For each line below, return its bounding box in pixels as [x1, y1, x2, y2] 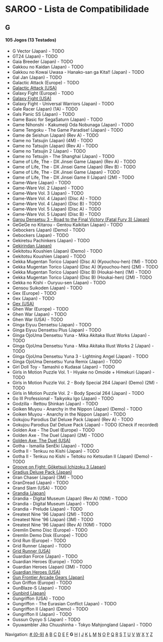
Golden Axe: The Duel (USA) [12, 437, 71, 443]
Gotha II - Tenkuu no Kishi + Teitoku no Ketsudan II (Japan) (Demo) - [12, 453, 153, 459]
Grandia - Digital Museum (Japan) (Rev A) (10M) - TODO [12, 495, 128, 501]
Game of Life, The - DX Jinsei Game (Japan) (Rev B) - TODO [12, 163, 136, 169]
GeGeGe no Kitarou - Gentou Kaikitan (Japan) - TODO [12, 221, 123, 227]
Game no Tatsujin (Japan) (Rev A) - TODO [12, 143, 98, 149]
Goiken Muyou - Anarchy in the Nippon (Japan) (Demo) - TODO [12, 406, 143, 412]
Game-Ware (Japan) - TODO [12, 179, 71, 185]
